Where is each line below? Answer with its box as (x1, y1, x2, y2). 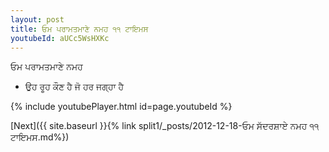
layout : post (10, 14, 65, 25)
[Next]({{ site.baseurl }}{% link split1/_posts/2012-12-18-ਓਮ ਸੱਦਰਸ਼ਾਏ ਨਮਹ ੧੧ (10, 120, 320, 132)
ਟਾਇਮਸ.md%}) (10, 131, 70, 143)
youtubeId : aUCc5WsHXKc (10, 33, 110, 43)
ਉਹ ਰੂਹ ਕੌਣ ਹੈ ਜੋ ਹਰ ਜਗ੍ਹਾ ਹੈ (24, 81, 125, 93)
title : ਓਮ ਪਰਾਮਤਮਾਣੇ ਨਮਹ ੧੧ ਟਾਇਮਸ (10, 24, 149, 34)
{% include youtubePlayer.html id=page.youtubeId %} (10, 101, 233, 113)
